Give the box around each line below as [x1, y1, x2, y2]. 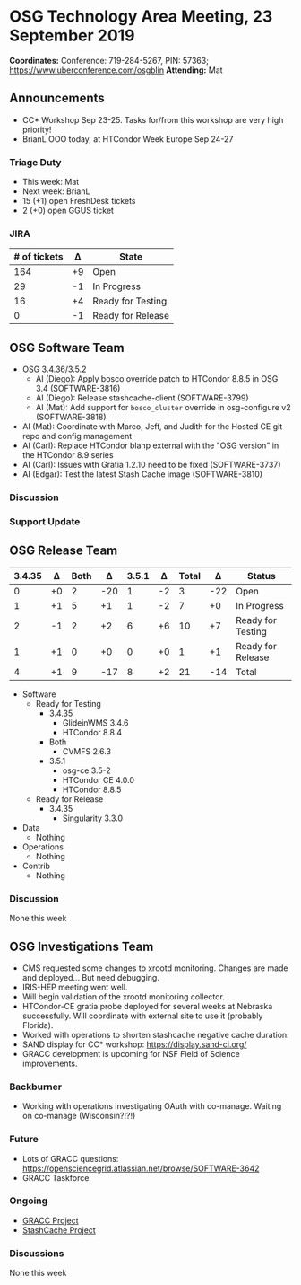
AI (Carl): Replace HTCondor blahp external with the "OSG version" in [21, 440, 279, 451]
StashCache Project [21, 1224, 96, 1236]
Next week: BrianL [21, 186, 90, 197]
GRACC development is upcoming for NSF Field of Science [21, 1048, 240, 1059]
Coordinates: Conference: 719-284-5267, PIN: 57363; [9, 55, 209, 66]
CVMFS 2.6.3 [62, 745, 112, 756]
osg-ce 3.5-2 [62, 765, 112, 776]
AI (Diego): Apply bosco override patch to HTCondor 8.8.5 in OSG [35, 374, 279, 384]
